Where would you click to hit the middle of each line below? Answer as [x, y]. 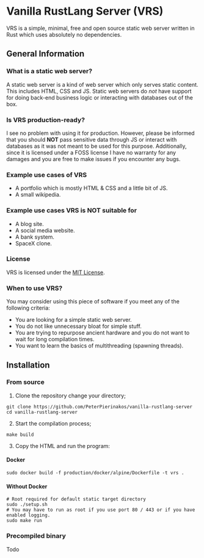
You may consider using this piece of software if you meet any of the [93, 302]
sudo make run [24, 521]
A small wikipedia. [38, 195]
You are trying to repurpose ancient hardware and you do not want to [102, 333]
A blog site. [29, 223]
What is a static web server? [49, 71]
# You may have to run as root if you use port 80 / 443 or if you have [101, 510]
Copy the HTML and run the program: [62, 446]
